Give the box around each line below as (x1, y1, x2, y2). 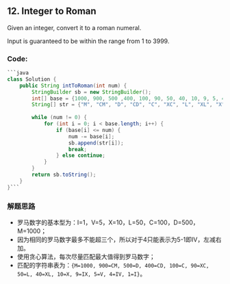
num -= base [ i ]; (68, 133, 115, 140)
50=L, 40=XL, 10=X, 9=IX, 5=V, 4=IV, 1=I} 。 (16, 270, 146, 278)
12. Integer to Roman (7, 5, 97, 17)
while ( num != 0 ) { (31, 114, 88, 121)
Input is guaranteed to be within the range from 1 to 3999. (7, 37, 170, 45)
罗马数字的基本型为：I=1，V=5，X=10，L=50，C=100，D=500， (16, 218, 199, 227)
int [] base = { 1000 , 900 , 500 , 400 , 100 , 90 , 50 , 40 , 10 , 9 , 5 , (31, 95, 219, 102)
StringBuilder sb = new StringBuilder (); (31, 88, 152, 95)
